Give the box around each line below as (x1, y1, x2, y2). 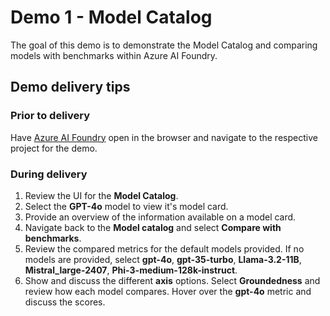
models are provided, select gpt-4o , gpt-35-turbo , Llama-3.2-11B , (24, 253, 302, 265)
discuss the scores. (24, 296, 106, 308)
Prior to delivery (10, 109, 91, 123)
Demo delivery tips (10, 79, 131, 96)
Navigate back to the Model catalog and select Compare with (24, 221, 282, 233)
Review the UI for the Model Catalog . (24, 189, 179, 201)
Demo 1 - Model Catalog (10, 6, 213, 29)
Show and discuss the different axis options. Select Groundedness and (24, 274, 321, 286)
